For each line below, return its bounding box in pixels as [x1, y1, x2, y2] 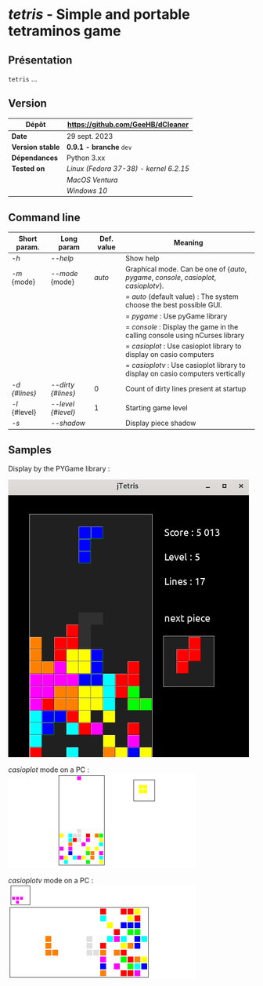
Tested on [11, 164, 45, 173]
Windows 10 [66, 186, 108, 195]
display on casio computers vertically [124, 369, 246, 378]
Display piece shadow [124, 418, 196, 428]
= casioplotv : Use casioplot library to [124, 361, 246, 370]
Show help [124, 253, 160, 263]
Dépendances [11, 153, 59, 162]
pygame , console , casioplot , [124, 273, 217, 282]
